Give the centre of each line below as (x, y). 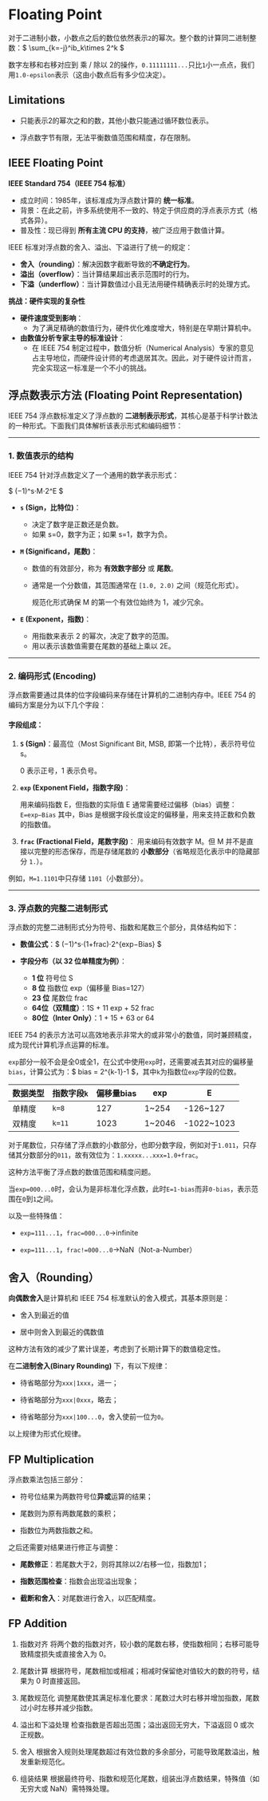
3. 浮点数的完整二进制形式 (58, 908)
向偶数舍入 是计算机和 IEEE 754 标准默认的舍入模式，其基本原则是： (119, 1299)
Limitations (37, 100)
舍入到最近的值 (44, 1315)
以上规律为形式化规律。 (47, 1434)
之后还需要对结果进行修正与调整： (64, 1547)
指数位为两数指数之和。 (58, 1531)
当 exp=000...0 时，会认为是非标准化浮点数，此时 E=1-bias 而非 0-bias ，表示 (130, 1189)
